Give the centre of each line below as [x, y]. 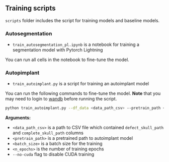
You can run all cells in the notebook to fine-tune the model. [67, 60]
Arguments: [18, 118]
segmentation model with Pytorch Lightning [58, 50]
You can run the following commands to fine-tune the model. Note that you [83, 93]
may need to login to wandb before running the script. [61, 99]
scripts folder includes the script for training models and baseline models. [82, 20]
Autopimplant [22, 73]
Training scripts [31, 8]
